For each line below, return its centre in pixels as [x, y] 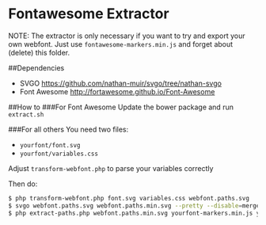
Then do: [23, 184]
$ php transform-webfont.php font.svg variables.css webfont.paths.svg [129, 198]
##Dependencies [36, 67]
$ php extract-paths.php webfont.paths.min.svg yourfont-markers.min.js [131, 213]
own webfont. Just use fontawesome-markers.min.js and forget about [121, 44]
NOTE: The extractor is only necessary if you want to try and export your [127, 36]
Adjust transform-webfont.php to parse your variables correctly [111, 168]
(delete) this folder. [39, 52]
